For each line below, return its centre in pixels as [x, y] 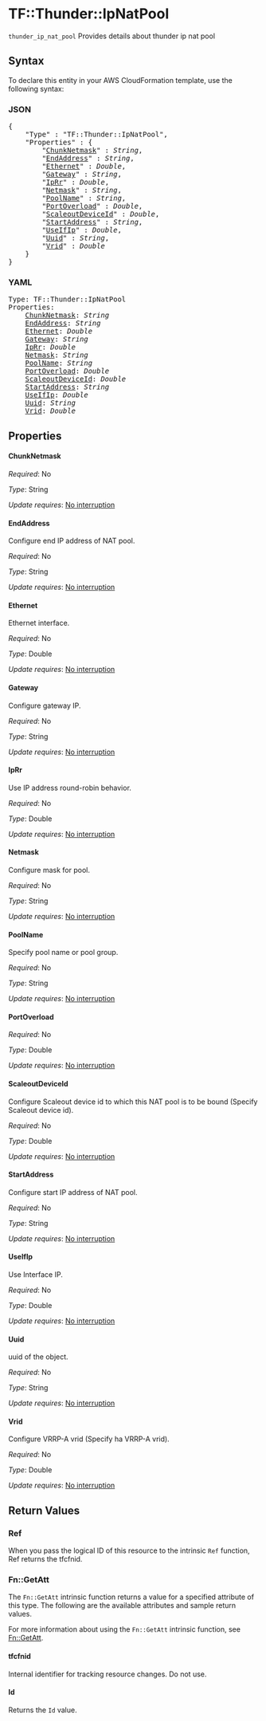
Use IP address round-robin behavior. [70, 788]
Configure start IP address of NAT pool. [73, 1192]
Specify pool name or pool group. [63, 953]
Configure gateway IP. [45, 705]
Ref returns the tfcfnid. [45, 1559]
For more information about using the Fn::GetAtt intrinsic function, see [125, 1629]
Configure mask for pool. [49, 870]
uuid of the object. [39, 1357]
